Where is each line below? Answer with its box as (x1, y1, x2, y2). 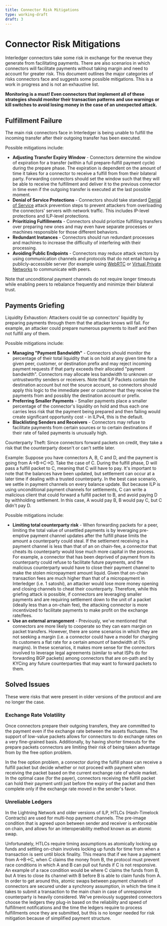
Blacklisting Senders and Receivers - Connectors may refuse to (12, 419, 146, 425)
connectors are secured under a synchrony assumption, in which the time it (5, 883, 161, 889)
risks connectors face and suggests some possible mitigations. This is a (5, 76, 153, 82)
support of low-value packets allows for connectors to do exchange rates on (5, 733, 163, 739)
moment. (12, 192, 31, 198)
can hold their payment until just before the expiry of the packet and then (5, 781, 156, 787)
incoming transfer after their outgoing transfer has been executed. (5, 135, 141, 141)
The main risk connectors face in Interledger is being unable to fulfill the (5, 130, 154, 136)
